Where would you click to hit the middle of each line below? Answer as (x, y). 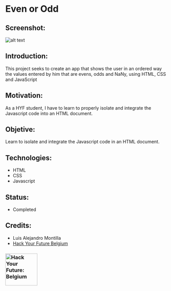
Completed (24, 210)
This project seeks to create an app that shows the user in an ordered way (84, 68)
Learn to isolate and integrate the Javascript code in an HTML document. (82, 142)
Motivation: (24, 96)
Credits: (18, 226)
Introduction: (27, 56)
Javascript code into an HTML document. (49, 113)
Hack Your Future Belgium (40, 243)
